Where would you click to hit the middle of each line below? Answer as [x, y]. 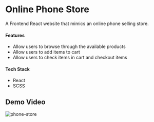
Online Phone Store [47, 9]
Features [15, 35]
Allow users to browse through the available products [69, 46]
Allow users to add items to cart [46, 52]
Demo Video [25, 102]
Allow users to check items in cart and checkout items [70, 58]
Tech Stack [17, 69]
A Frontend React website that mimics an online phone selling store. [77, 23]
